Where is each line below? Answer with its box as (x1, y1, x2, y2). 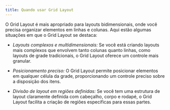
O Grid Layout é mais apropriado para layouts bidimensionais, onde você (5, 21, 157, 27)
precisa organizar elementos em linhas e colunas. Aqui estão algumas (5, 26, 151, 33)
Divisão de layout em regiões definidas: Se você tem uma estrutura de (12, 88, 160, 94)
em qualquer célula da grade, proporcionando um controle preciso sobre (12, 73, 165, 79)
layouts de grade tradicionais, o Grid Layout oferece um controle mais (12, 52, 159, 59)
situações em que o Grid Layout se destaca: (5, 32, 97, 38)
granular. (12, 58, 31, 64)
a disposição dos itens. (12, 78, 61, 84)
